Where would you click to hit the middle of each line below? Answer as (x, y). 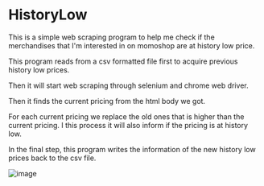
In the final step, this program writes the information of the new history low (132, 149)
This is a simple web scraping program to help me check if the (111, 37)
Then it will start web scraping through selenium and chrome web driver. (128, 85)
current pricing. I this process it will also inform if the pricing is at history (128, 125)
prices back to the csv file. (52, 158)
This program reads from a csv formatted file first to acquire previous (123, 61)
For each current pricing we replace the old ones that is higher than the (126, 116)
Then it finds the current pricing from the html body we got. (107, 101)
